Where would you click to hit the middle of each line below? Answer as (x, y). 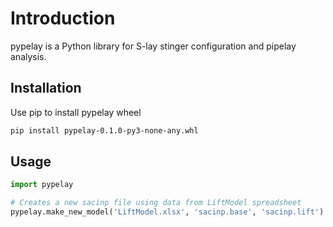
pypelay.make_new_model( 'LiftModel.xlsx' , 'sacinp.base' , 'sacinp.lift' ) (167, 212)
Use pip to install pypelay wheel (76, 112)
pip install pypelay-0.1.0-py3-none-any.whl (104, 130)
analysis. (28, 56)
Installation (46, 88)
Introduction (63, 18)
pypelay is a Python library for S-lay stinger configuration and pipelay (153, 46)
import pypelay (42, 185)
